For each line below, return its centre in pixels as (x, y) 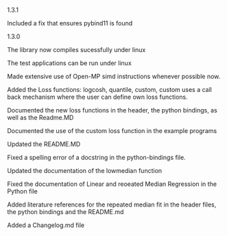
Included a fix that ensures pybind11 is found (70, 23)
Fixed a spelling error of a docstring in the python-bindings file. (97, 157)
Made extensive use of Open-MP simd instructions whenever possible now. (114, 76)
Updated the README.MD (44, 144)
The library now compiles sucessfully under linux (76, 50)
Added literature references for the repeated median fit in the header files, (112, 204)
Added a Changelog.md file (46, 225)
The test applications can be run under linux (69, 63)
